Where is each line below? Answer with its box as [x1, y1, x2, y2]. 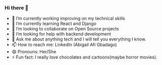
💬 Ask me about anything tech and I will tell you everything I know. [11, 36, 146, 42]
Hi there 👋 [4, 4, 29, 11]
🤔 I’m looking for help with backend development [11, 31, 111, 37]
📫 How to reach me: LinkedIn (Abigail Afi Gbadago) [11, 42, 117, 48]
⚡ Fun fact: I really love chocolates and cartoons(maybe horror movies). [11, 54, 158, 60]
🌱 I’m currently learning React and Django [11, 21, 97, 26]
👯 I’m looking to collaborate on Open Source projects [11, 26, 119, 32]
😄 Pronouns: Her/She [11, 49, 57, 55]
